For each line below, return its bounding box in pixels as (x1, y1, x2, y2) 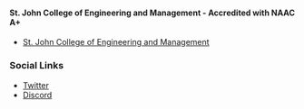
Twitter (22, 79, 50, 90)
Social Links (9, 59, 64, 72)
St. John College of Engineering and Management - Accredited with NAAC (9, 7, 296, 18)
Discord (22, 89, 53, 100)
